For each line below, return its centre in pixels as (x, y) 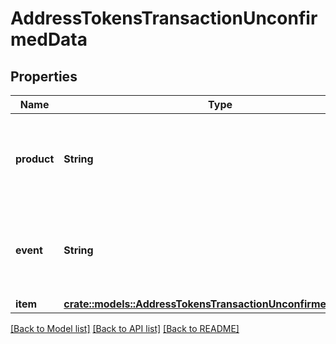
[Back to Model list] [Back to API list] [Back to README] (125, 328)
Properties (44, 76)
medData (49, 39)
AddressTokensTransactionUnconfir (164, 18)
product (35, 159)
